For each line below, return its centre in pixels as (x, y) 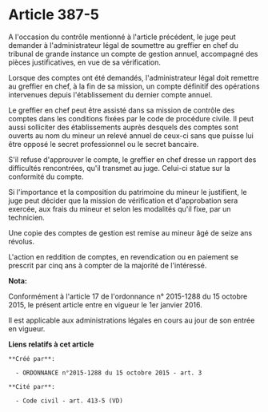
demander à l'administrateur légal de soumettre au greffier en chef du (123, 45)
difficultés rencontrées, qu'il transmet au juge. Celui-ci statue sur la (119, 168)
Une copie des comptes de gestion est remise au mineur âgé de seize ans (130, 232)
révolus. (22, 241)
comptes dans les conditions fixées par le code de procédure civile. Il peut (131, 118)
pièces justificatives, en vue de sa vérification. (85, 62)
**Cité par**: (32, 386)
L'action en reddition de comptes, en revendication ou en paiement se (123, 256)
